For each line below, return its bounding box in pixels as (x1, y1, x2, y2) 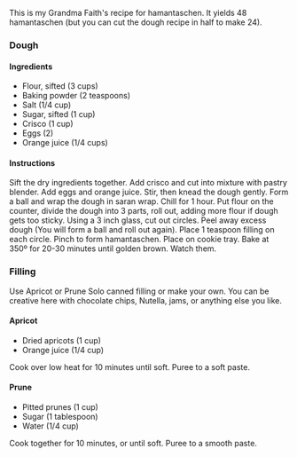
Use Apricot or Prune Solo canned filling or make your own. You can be (9, 286, 270, 296)
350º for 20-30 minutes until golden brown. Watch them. (9, 243, 217, 254)
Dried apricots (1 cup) (21, 335, 102, 345)
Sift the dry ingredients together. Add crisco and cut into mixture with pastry (9, 177, 288, 188)
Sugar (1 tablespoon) (21, 412, 99, 422)
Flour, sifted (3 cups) (21, 81, 99, 91)
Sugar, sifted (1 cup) (21, 109, 96, 120)
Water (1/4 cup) (21, 421, 80, 431)
